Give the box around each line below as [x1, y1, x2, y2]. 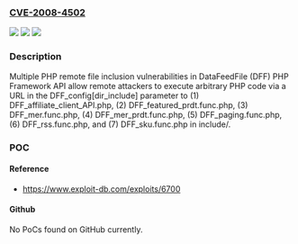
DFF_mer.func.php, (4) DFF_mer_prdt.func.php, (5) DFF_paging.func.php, [9, 109, 283, 120]
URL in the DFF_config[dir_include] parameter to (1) [9, 90, 200, 101]
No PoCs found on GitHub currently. [9, 223, 143, 235]
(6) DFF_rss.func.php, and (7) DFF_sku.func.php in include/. [9, 119, 231, 130]
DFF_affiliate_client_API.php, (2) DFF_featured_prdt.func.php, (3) [9, 99, 248, 110]
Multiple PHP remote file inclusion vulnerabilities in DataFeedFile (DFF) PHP [9, 70, 290, 82]
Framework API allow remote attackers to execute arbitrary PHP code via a [9, 80, 286, 91]
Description [9, 50, 62, 63]
